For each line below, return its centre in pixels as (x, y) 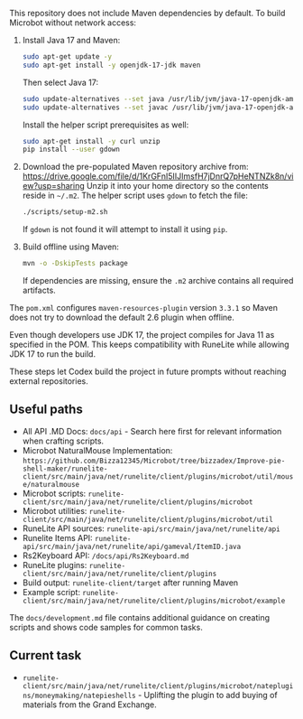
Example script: (51, 592)
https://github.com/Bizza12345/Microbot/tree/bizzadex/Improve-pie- (154, 461)
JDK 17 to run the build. (53, 354)
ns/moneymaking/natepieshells (79, 696)
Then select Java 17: (60, 82)
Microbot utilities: (55, 510)
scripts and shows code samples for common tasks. (106, 627)
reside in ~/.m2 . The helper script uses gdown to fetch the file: (135, 196)
